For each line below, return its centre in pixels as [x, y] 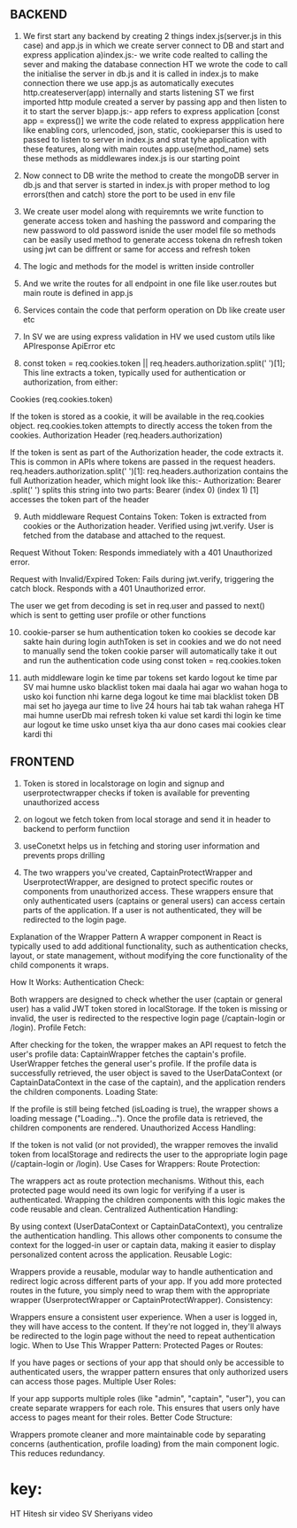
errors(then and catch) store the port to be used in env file [129, 194]
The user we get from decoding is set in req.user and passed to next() [138, 605]
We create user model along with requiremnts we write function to [143, 211]
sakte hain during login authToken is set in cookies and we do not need [152, 641]
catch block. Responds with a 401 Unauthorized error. [108, 588]
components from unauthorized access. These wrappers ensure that [148, 891]
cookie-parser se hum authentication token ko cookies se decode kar [149, 632]
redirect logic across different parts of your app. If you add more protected [146, 1281]
